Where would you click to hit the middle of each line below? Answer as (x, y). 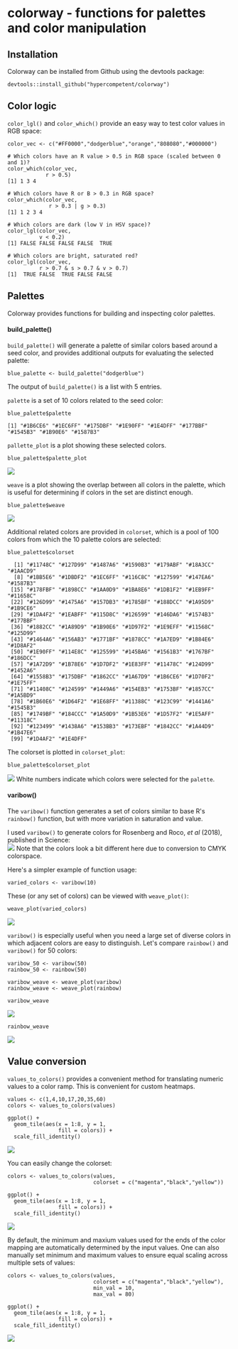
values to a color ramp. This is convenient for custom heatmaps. (101, 1086)
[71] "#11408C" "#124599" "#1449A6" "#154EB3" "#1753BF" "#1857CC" (112, 689)
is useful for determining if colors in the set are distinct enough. (100, 492)
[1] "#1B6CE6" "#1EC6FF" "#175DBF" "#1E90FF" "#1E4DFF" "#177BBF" (108, 426)
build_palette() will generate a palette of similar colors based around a (113, 345)
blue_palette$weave (36, 505)
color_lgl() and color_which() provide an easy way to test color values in (116, 123)
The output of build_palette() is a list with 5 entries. (85, 386)
